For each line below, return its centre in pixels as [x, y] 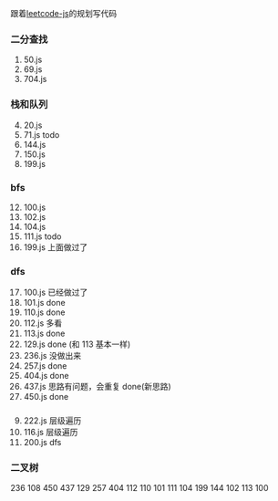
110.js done [44, 312]
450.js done [46, 397]
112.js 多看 [43, 323]
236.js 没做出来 [52, 356]
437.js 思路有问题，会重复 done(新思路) [97, 387]
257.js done [45, 366]
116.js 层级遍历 [51, 433]
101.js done [45, 303]
